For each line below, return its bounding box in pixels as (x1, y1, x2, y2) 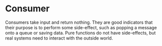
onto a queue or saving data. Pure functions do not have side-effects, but (5, 30, 156, 36)
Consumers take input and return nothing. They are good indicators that (5, 19, 153, 25)
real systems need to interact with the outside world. (5, 35, 113, 41)
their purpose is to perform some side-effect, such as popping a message (5, 24, 157, 30)
